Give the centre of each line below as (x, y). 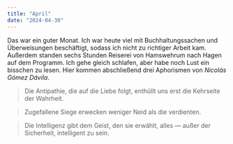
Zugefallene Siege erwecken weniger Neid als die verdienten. (112, 112)
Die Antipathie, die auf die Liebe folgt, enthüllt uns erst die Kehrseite (122, 91)
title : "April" (29, 14)
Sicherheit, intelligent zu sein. (67, 133)
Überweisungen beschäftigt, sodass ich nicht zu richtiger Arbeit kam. (107, 48)
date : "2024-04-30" (36, 20)
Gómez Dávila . (29, 77)
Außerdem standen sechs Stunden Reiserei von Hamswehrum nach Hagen (114, 55)
